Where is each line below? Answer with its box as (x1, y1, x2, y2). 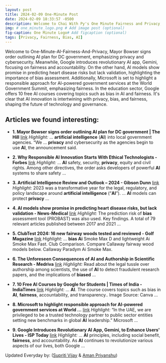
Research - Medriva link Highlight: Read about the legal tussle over (12, 261, 150, 267)
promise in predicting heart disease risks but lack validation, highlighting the (5, 69, 161, 75)
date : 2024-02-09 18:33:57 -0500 (5, 16, 74, 21)
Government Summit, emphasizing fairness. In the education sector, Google (5, 85, 160, 91)
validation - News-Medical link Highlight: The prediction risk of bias (12, 210, 152, 216)
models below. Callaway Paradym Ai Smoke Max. (12, 246, 113, 252)
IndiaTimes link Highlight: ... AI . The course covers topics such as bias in (12, 286, 161, 293)
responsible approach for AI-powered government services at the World (5, 80, 152, 86)
